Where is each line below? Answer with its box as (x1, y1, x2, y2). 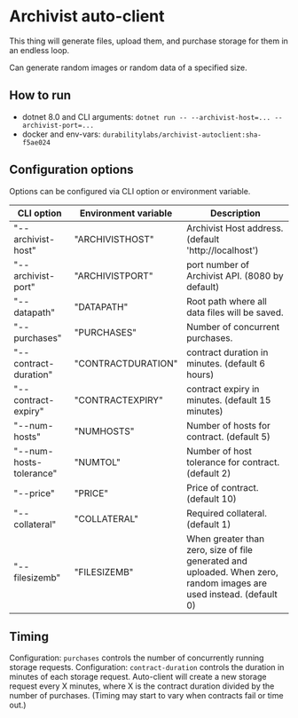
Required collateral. (185, 507, 268, 519)
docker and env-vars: (21, 129, 101, 139)
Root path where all (185, 295, 268, 307)
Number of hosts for (185, 419, 271, 431)
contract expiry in (185, 383, 260, 395)
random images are (185, 577, 268, 589)
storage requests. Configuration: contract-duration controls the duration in (9, 662, 285, 673)
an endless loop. (9, 44, 70, 55)
